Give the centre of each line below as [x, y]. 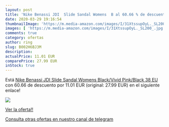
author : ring [19, 42]
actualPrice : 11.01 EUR [30, 56]
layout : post [19, 10]
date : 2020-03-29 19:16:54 [33, 19]
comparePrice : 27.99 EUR [31, 61]
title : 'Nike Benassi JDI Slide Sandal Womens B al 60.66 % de [75, 14]
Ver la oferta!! [19, 109]
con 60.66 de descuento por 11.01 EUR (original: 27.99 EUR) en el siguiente [82, 85]
